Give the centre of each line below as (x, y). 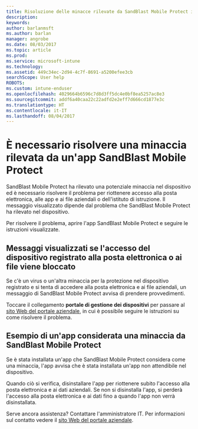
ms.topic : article (29, 50)
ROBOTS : (16, 83)
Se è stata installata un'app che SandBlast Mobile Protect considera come (96, 359)
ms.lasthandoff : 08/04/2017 (41, 116)
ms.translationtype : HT (35, 105)
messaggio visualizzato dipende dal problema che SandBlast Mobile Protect (98, 206)
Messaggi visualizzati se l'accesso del (78, 248)
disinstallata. (22, 402)
